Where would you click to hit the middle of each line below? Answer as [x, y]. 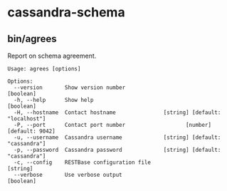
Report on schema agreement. [52, 56]
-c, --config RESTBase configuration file [83, 162]
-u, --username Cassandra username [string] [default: [117, 138]
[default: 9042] [31, 131]
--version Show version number [70, 88]
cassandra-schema [67, 12]
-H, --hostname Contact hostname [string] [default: [117, 113]
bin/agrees [32, 39]
